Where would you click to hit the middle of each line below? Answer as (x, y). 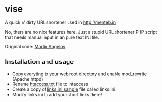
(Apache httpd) (27, 79)
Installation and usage (40, 62)
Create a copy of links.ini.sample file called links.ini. (64, 89)
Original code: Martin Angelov (35, 46)
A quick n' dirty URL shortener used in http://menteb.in (60, 22)
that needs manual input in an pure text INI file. (52, 37)
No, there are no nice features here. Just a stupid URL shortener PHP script (81, 32)
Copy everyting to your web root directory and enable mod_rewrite (80, 74)
